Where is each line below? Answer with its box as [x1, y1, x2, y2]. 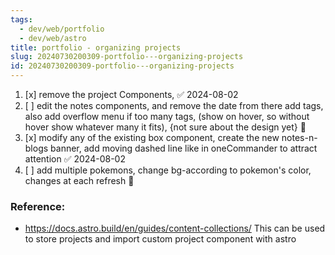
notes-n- [281, 132, 318, 143]
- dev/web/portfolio [19, 24, 105, 34]
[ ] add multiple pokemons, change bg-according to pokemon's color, [24, 164, 312, 176]
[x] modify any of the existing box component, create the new [24, 132, 280, 143]
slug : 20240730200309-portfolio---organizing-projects [10, 52, 244, 62]
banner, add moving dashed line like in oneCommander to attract [50, 142, 318, 154]
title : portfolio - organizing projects [10, 42, 182, 53]
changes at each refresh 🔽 [24, 175, 135, 186]
